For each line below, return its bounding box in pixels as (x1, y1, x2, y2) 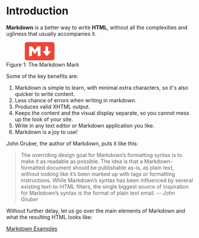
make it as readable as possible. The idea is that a (20, 158, 143, 165)
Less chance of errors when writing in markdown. (14, 97, 137, 104)
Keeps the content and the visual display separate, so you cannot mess (14, 109, 189, 117)
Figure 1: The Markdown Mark (6, 61, 80, 68)
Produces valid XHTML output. (14, 103, 90, 111)
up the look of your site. (14, 116, 73, 123)
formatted (20, 164, 46, 171)
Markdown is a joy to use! (14, 129, 78, 136)
